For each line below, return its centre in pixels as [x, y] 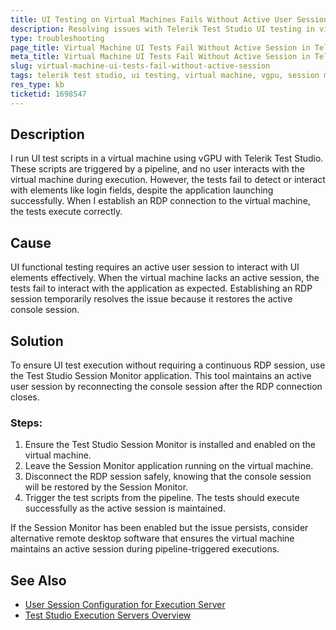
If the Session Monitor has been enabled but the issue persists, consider [159, 528]
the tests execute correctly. [66, 212]
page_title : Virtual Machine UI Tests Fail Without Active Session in [160, 47]
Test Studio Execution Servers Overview [108, 615]
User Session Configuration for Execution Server [125, 605]
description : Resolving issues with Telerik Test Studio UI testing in [162, 29]
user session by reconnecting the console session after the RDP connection [166, 387]
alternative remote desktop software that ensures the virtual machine [152, 538]
